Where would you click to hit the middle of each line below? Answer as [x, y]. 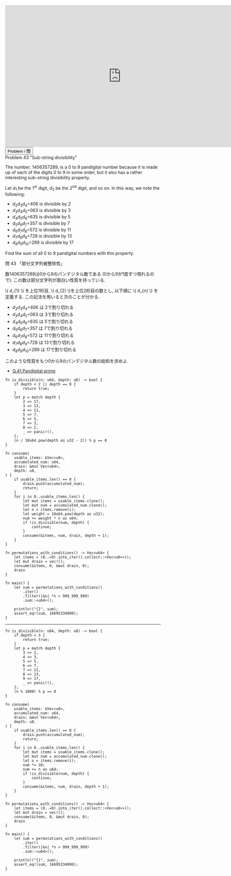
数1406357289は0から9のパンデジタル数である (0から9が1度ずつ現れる [78, 274]
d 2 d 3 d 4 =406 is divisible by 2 [41, 205]
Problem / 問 [19, 151]
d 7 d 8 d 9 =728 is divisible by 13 [42, 237]
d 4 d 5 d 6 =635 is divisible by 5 [41, 217]
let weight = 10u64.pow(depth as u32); [64, 514]
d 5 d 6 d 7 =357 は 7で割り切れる [42, 329]
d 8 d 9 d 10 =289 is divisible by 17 [43, 243]
